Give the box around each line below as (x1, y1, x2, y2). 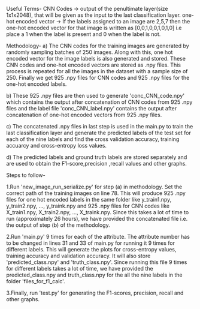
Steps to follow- (6, 172, 46, 179)
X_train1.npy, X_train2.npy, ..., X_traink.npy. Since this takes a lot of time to (6, 209, 189, 215)
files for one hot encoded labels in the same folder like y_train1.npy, (6, 196, 172, 203)
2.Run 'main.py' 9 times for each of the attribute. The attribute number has (6, 233, 190, 240)
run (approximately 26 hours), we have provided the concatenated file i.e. (6, 215, 188, 222)
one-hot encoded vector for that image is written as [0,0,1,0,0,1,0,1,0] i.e (6, 24, 182, 31)
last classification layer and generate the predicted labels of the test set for (6, 129, 192, 136)
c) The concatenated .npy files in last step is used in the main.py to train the (6, 123, 193, 130)
